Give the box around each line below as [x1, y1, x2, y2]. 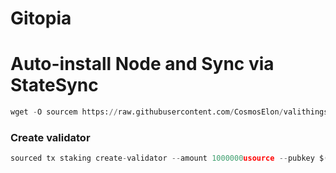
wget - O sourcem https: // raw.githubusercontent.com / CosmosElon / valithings [10, 107, 329, 117]
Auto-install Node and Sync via [10, 53, 275, 76]
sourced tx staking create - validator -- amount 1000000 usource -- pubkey [10, 153, 315, 164]
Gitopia [10, 7, 72, 30]
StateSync [10, 74, 99, 97]
